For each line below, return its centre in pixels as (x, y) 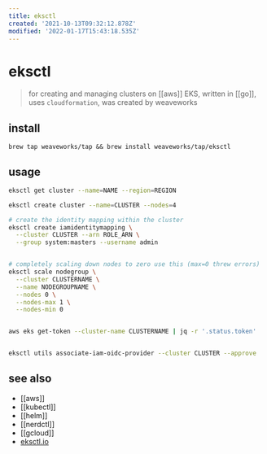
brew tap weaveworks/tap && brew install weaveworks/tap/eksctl (120, 147)
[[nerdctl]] (37, 424)
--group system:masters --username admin (87, 242)
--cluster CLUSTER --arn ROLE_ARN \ (78, 235)
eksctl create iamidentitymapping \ (70, 227)
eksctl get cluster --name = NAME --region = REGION (92, 190)
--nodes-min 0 (39, 310)
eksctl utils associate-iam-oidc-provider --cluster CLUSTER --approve (132, 354)
